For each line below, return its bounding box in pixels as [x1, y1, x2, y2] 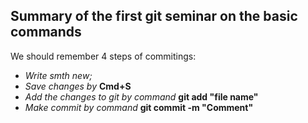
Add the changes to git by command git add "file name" [24, 90, 259, 103]
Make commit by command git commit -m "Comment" [24, 101, 254, 113]
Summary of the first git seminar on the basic [10, 8, 298, 25]
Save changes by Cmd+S [24, 80, 132, 92]
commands [10, 24, 82, 41]
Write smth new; [24, 69, 93, 81]
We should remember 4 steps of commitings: [10, 50, 197, 62]
